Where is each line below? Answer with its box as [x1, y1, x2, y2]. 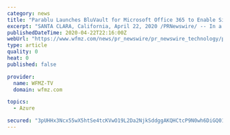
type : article [7, 42, 48, 49]
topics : [7, 99, 29, 106]
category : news [7, 10, 51, 17]
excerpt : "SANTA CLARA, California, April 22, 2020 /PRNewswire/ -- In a [7, 23, 222, 29]
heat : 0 [7, 55, 29, 62]
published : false [7, 61, 57, 68]
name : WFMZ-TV [13, 79, 53, 86]
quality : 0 [7, 49, 38, 56]
